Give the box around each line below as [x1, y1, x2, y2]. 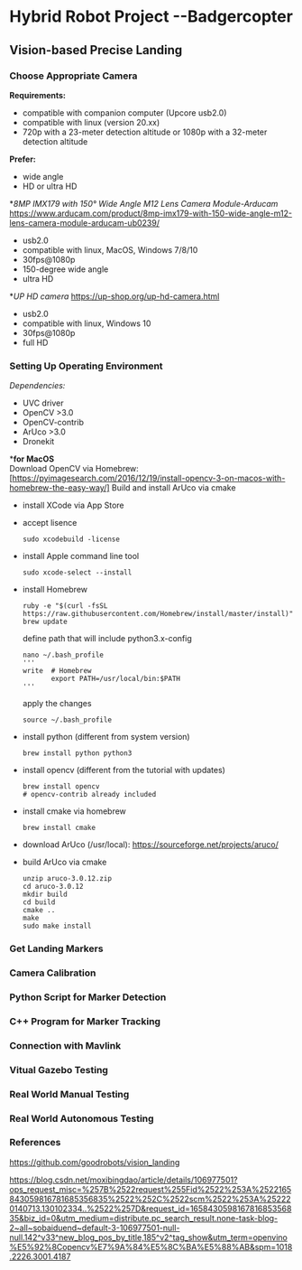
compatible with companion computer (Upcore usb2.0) [22, 107, 227, 118]
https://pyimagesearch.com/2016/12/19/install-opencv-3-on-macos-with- [12, 472, 286, 484]
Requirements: [9, 89, 66, 100]
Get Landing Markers [9, 942, 104, 955]
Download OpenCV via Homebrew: [9, 463, 140, 474]
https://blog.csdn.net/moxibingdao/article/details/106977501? [9, 1174, 238, 1185]
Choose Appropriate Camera [9, 70, 138, 82]
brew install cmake [22, 824, 96, 833]
